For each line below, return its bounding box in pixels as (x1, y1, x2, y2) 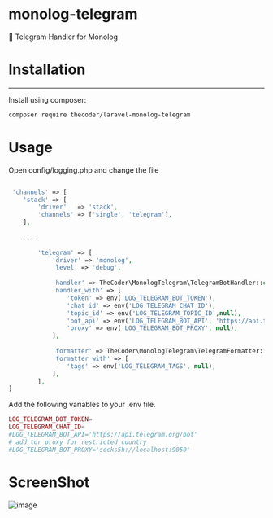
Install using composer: (8, 94, 87, 104)
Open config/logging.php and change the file (8, 165, 159, 175)
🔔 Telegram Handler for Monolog (8, 32, 119, 42)
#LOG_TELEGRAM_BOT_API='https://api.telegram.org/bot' (8, 431, 198, 439)
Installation (8, 60, 86, 79)
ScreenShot (8, 473, 90, 491)
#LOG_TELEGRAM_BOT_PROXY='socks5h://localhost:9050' (8, 446, 191, 454)
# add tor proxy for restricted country (8, 437, 148, 446)
